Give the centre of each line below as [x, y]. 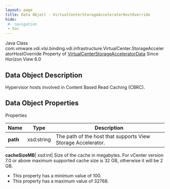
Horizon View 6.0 [23, 59]
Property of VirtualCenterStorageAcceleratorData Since [100, 54]
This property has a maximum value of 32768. [60, 181]
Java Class [17, 43]
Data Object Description [44, 75]
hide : [11, 19]
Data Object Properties [42, 103]
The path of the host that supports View [103, 136]
